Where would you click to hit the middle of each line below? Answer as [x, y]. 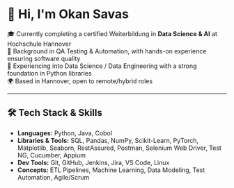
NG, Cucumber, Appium [51, 155]
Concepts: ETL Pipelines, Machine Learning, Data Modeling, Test [111, 170]
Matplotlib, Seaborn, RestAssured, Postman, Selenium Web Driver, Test [119, 148]
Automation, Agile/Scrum [53, 177]
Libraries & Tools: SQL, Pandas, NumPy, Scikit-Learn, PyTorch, [108, 140]
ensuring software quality [44, 58]
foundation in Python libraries [49, 73]
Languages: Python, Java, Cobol [65, 133]
